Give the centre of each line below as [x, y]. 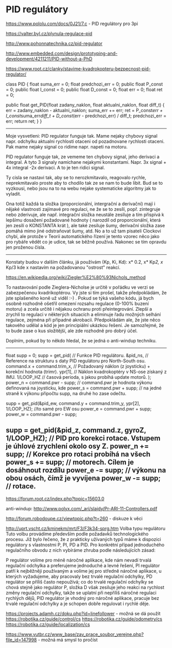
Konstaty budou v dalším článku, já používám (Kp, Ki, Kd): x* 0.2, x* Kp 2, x [84, 262]
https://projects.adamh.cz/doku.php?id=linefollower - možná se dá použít [83, 613]
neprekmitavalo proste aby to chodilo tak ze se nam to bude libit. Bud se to [84, 183]
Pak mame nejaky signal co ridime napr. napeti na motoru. [67, 146]
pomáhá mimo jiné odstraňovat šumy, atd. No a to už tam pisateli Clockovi [83, 231]
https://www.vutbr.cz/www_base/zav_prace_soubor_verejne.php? [75, 634]
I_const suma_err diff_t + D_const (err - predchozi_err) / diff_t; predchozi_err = [86, 116]
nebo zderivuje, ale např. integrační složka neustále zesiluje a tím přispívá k [85, 214]
